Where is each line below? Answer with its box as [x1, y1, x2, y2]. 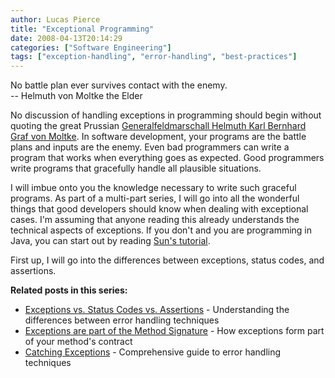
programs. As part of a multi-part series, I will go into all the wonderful [10, 192, 300, 205]
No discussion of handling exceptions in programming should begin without [10, 109, 322, 121]
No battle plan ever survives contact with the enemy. [10, 79, 228, 91]
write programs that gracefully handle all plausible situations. [10, 162, 262, 175]
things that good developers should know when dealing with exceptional [10, 203, 309, 215]
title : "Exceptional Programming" [10, 24, 155, 34]
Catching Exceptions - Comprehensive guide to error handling [24, 346, 282, 358]
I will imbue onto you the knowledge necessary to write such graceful [10, 182, 297, 194]
